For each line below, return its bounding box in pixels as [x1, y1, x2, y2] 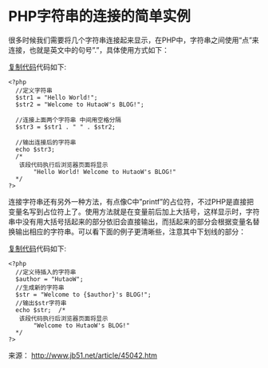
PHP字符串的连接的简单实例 [8, 7, 191, 26]
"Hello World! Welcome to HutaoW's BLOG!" [33, 168, 177, 176]
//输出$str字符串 [15, 299, 67, 307]
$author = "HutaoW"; [15, 275, 84, 283]
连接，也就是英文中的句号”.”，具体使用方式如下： [8, 45, 170, 54]
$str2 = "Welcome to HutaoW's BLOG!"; [15, 101, 145, 109]
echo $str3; [15, 145, 56, 153]
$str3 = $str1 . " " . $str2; [15, 123, 116, 131]
